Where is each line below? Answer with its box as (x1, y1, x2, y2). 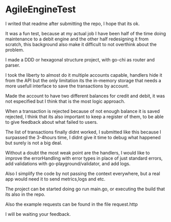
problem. (5, 47, 25, 53)
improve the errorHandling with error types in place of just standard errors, (5, 155, 163, 161)
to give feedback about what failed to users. (5, 119, 98, 125)
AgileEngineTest (5, 4, 76, 15)
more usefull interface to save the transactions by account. (5, 83, 129, 89)
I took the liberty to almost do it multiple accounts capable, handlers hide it (5, 72, 162, 78)
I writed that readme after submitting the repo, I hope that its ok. (5, 20, 140, 27)
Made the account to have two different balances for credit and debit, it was (5, 93, 165, 99)
